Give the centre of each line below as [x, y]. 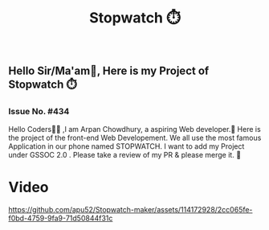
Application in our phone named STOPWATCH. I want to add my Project [126, 146]
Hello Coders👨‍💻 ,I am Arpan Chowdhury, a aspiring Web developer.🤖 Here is [134, 129]
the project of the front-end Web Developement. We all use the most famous [135, 138]
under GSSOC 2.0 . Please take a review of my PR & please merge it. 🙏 [125, 154]
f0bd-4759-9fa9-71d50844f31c [61, 218]
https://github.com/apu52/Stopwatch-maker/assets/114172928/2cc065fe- [130, 209]
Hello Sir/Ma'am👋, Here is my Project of [109, 71]
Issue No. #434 [39, 112]
